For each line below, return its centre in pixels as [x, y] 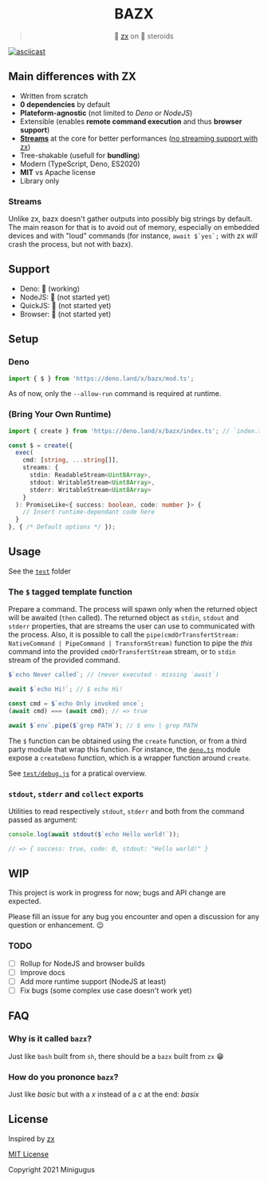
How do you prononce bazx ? [63, 1077]
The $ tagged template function [71, 592]
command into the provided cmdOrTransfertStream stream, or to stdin [122, 652]
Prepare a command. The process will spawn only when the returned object [133, 609]
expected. [25, 901]
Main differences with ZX [73, 77]
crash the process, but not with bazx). [71, 244]
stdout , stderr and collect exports [76, 794]
